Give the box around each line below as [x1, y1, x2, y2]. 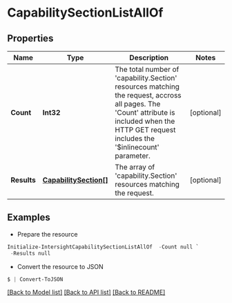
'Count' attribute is [115, 108, 175, 117]
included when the [115, 116, 175, 126]
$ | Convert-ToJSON [7, 275, 64, 283]
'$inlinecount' [115, 143, 160, 151]
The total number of [115, 64, 180, 74]
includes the [115, 134, 155, 143]
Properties [7, 33, 54, 44]
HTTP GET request [115, 125, 176, 134]
